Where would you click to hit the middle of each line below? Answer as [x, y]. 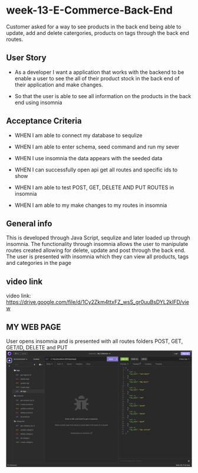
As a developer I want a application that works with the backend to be [99, 72]
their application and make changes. [59, 85]
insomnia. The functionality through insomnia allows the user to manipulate [97, 244]
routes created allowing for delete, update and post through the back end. [96, 250]
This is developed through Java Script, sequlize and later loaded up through [98, 238]
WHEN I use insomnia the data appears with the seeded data [88, 158]
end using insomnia [38, 102]
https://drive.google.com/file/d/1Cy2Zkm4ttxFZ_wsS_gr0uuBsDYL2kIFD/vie [98, 302]
